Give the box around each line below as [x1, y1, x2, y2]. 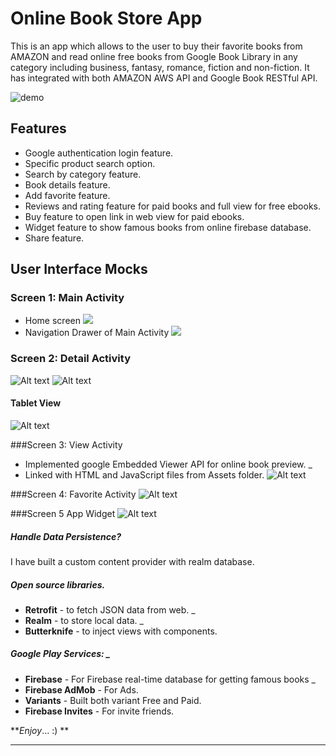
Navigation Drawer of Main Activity [24, 327, 170, 339]
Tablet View [10, 397, 62, 409]
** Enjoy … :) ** [10, 724, 70, 736]
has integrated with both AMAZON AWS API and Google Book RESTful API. [10, 72, 318, 84]
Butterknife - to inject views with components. [24, 625, 218, 637]
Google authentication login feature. [24, 147, 174, 159]
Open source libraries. [10, 578, 106, 591]
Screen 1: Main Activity [10, 291, 125, 305]
